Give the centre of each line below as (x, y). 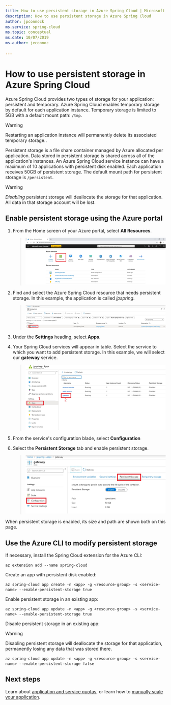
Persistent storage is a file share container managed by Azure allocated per (84, 150)
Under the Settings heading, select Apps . (56, 337)
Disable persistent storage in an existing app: (53, 624)
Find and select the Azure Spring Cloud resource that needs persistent (87, 292)
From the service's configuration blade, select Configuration (77, 438)
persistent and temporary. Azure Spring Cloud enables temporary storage (82, 104)
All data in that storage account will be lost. (50, 202)
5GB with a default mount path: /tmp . (44, 115)
